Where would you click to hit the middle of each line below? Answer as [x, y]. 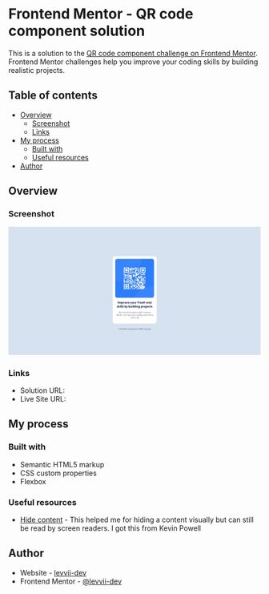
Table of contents [53, 96]
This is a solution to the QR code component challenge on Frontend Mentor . [133, 53]
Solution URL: [42, 390]
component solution [77, 31]
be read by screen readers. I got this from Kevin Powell [110, 528]
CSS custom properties [58, 473]
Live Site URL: [43, 398]
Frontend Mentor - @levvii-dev [71, 581]
